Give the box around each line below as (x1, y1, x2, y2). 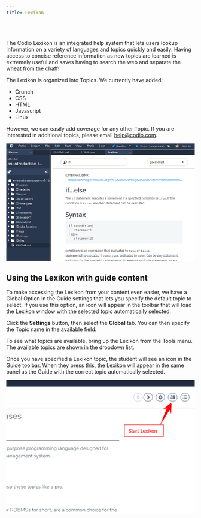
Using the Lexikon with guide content (6, 273, 148, 283)
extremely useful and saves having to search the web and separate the (6, 59, 181, 66)
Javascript (14, 107, 41, 115)
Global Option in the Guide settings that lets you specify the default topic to (6, 295, 192, 302)
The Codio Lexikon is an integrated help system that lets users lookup (6, 40, 178, 47)
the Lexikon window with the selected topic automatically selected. (6, 308, 172, 315)
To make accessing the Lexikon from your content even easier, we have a (6, 288, 187, 296)
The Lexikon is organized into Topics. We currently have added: (6, 77, 163, 84)
